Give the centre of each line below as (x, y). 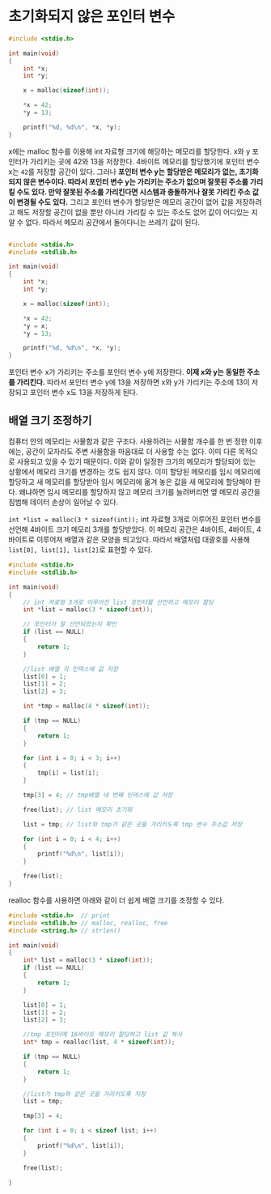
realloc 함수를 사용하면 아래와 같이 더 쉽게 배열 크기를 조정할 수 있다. (116, 900)
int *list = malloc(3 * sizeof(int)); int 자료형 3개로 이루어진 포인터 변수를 (135, 519)
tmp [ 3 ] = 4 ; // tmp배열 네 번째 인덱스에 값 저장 (98, 795)
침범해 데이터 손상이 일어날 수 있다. (64, 502)
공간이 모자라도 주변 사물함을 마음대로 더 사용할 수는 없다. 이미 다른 (131, 451)
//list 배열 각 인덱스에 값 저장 (71, 669)
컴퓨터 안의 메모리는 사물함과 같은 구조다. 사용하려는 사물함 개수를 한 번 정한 (128, 441)
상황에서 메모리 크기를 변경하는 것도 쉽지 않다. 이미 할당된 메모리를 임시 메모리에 (135, 472)
